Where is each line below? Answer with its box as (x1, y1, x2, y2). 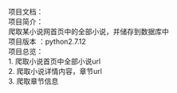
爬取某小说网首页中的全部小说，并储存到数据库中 (8, 27, 169, 36)
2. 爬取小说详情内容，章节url (8, 67, 102, 76)
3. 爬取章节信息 (8, 76, 59, 86)
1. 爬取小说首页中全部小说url (8, 56, 101, 66)
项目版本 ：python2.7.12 (8, 37, 86, 46)
